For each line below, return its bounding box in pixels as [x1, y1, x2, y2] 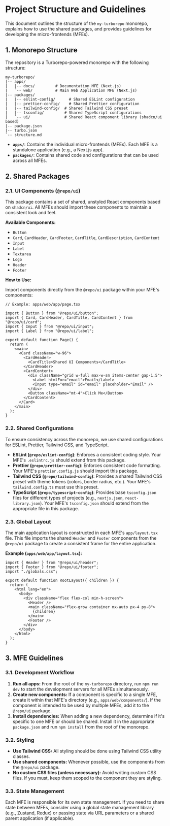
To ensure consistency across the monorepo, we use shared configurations [5, 436, 163, 442]
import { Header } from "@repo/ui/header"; [5, 560, 99, 566]
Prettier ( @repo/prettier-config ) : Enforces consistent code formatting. [12, 462, 161, 468]
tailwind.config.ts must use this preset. [12, 484, 99, 490]
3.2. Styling [5, 736, 35, 743]
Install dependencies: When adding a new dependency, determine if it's [12, 713, 165, 719]
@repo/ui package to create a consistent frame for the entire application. [5, 541, 157, 547]
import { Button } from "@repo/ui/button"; [5, 311, 99, 316]
